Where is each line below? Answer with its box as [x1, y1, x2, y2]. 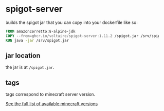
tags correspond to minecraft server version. [5, 92, 95, 97]
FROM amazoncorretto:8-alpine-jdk [5, 29, 76, 34]
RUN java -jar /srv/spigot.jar [5, 38, 69, 43]
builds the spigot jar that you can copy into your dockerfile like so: [5, 19, 138, 25]
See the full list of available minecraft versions [5, 101, 98, 107]
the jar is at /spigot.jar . [5, 64, 55, 70]
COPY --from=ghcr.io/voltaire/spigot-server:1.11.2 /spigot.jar [5, 33, 139, 38]
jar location [5, 51, 41, 59]
